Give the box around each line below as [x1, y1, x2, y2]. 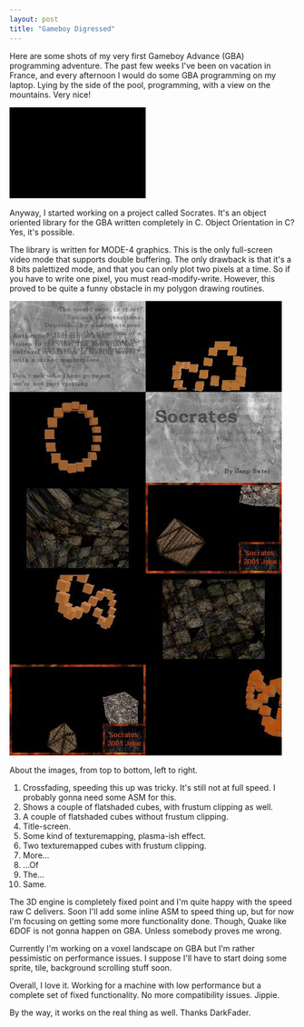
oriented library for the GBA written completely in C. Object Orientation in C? [9, 216, 295, 227]
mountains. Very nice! [9, 89, 91, 100]
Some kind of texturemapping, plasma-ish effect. [22, 830, 206, 841]
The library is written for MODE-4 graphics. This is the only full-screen [9, 244, 273, 254]
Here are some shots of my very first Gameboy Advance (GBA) [9, 50, 245, 61]
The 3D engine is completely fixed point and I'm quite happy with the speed [9, 896, 292, 907]
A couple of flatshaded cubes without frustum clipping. [22, 811, 229, 822]
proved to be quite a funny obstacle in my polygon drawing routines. [9, 283, 265, 294]
